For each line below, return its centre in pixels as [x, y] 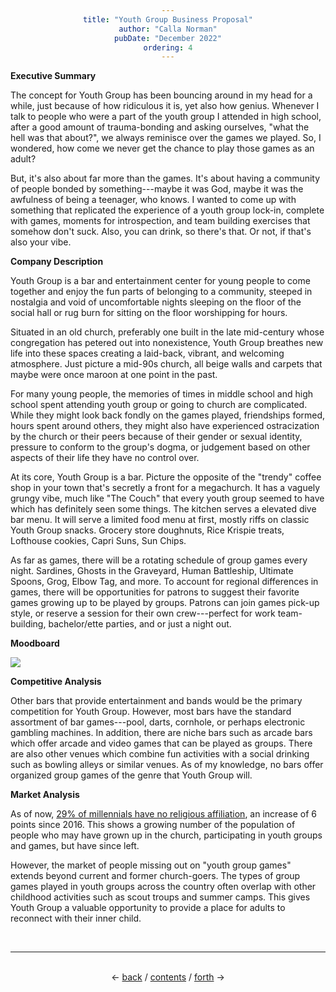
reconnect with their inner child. [76, 918]
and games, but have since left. [75, 846]
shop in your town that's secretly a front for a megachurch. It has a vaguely [165, 488]
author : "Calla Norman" [168, 29]
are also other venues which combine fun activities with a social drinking [160, 754]
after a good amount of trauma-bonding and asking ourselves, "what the [160, 127]
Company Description [57, 262]
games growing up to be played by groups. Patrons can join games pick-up [165, 603]
